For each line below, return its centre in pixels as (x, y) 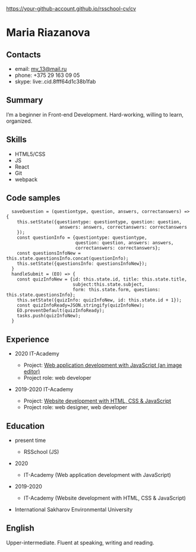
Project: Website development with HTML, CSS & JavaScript (97, 401)
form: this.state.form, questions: (116, 290)
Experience (28, 339)
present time (30, 441)
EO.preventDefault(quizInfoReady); (61, 311)
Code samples (33, 198)
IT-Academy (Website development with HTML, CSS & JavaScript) (105, 498)
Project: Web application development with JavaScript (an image (103, 365)
